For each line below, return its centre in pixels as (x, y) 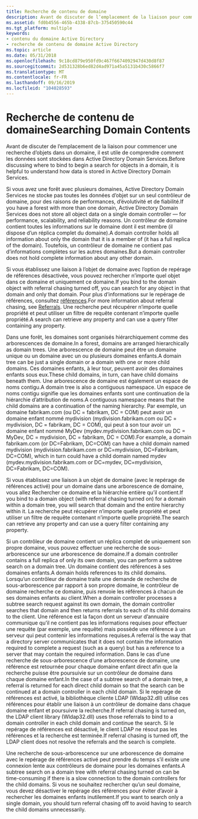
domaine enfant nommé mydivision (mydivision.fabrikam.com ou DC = (91, 418)
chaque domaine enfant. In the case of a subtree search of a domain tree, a (97, 679)
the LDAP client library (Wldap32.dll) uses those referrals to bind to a (90, 716)
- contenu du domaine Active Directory (55, 39)
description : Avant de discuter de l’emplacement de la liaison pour (93, 17)
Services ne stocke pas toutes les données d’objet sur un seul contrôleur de (98, 195)
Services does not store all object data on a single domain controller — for (96, 214)
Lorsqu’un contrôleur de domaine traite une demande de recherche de (92, 579)
